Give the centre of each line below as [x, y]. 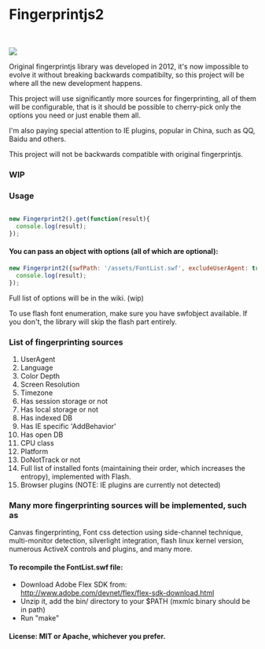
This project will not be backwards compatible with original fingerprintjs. [126, 154]
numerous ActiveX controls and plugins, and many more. [101, 549]
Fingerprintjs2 [57, 15]
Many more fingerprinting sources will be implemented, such [128, 505]
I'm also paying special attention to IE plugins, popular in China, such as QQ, [132, 130]
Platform [34, 451]
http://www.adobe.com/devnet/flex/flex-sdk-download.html [117, 593]
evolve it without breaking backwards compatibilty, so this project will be [127, 75]
